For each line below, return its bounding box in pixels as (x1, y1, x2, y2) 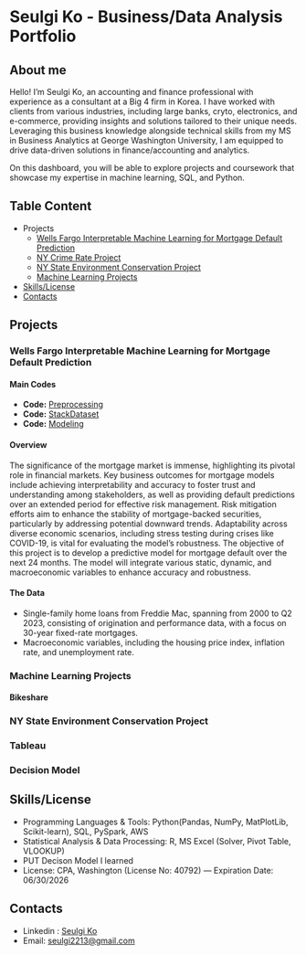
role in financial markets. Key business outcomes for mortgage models (9, 469, 275, 481)
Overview (9, 439, 47, 450)
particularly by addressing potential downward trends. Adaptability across (9, 518, 288, 529)
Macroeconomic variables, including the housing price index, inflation (22, 637, 285, 648)
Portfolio (9, 26, 77, 47)
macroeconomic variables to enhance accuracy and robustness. (9, 567, 251, 578)
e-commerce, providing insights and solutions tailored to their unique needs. (9, 116, 298, 126)
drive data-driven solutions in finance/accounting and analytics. (9, 144, 250, 155)
